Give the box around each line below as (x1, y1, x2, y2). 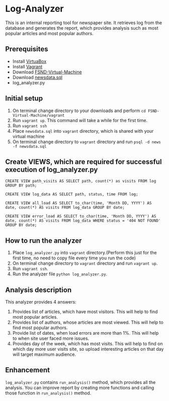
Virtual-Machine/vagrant (12, 113, 65, 118)
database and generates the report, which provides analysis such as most (5, 25, 158, 31)
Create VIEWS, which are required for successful (5, 157, 162, 166)
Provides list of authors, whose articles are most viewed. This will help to (12, 320, 163, 325)
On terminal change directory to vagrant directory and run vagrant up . (12, 260, 158, 266)
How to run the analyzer (5, 236, 82, 245)
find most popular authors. (12, 325, 68, 331)
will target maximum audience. (12, 351, 76, 357)
